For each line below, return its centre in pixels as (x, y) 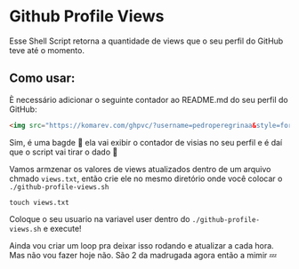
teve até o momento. (47, 50)
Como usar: (42, 79)
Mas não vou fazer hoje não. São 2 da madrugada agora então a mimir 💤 (143, 255)
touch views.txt (39, 202)
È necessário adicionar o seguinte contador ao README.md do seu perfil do (149, 99)
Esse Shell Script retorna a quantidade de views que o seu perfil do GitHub (146, 41)
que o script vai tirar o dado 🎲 (64, 152)
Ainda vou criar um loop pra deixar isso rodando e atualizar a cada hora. (141, 245)
